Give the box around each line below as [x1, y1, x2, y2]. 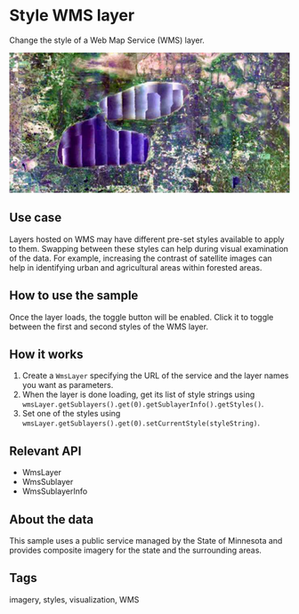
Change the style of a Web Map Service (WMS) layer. [9, 35, 205, 45]
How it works [9, 346, 84, 361]
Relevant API [9, 443, 82, 458]
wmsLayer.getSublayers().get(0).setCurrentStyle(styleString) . [21, 417, 261, 428]
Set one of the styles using [21, 408, 121, 419]
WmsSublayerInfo [21, 486, 88, 497]
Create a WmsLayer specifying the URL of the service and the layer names [21, 370, 289, 381]
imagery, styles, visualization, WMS [9, 594, 140, 605]
